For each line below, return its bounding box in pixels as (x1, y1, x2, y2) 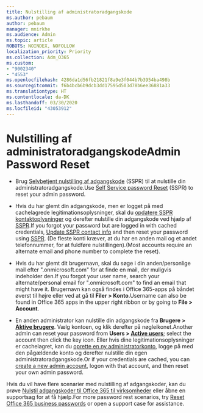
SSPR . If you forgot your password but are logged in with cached (15, 222, 177, 229)
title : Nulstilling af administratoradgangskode (6, 9, 132, 15)
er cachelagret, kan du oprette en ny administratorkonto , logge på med (15, 343, 193, 350)
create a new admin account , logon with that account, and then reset (15, 362, 188, 370)
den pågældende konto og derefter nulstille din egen (15, 349, 148, 357)
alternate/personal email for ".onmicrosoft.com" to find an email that (15, 279, 187, 287)
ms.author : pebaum (6, 15, 53, 21)
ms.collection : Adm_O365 (6, 54, 69, 60)
